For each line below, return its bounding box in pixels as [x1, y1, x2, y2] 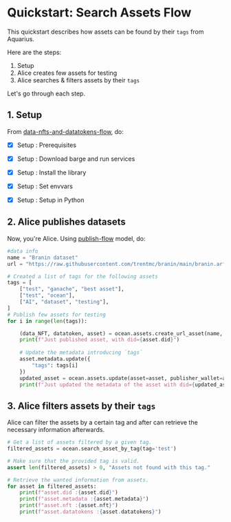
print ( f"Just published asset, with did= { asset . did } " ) [19, 337, 180, 343]
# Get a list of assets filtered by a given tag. [7, 439, 153, 446]
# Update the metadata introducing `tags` [19, 349, 143, 356]
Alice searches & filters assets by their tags [16, 76, 140, 84]
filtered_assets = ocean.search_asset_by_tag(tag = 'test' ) [7, 445, 177, 453]
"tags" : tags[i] [32, 362, 78, 369]
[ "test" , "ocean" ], [19, 292, 76, 299]
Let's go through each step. [7, 89, 86, 98]
